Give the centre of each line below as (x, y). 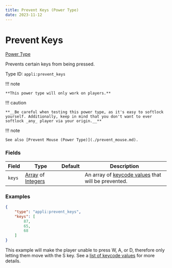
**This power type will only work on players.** (58, 93)
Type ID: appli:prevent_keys (35, 74)
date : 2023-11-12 (24, 15)
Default (71, 166)
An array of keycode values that (123, 174)
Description (124, 166)
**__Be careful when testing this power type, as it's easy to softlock (84, 112)
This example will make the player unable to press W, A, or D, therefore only (85, 250)
